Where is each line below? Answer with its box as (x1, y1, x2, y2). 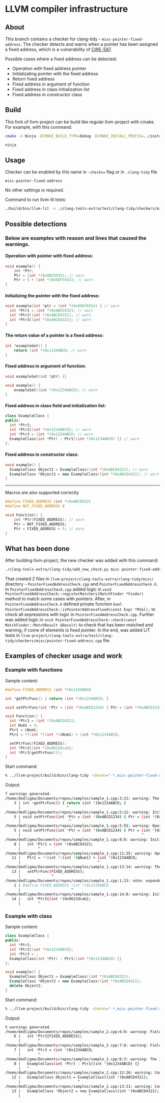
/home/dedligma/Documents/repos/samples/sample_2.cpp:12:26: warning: (5, 1070, 153, 1075)
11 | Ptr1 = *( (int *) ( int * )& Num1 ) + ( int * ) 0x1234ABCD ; (11, 855, 137, 860)
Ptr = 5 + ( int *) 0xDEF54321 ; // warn (14, 278, 93, 283)
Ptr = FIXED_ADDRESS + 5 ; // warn (14, 526, 84, 531)
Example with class (5, 912, 53, 919)
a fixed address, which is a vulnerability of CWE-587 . (5, 47, 112, 52)
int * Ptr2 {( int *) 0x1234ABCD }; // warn (9, 427, 91, 432)
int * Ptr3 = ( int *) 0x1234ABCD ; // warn (9, 431, 93, 437)
